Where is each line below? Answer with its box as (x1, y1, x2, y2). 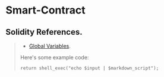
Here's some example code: (20, 54, 89, 61)
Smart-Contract (5, 4, 86, 17)
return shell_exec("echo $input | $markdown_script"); (20, 65, 159, 71)
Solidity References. (5, 27, 83, 37)
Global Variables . (29, 42, 71, 49)
